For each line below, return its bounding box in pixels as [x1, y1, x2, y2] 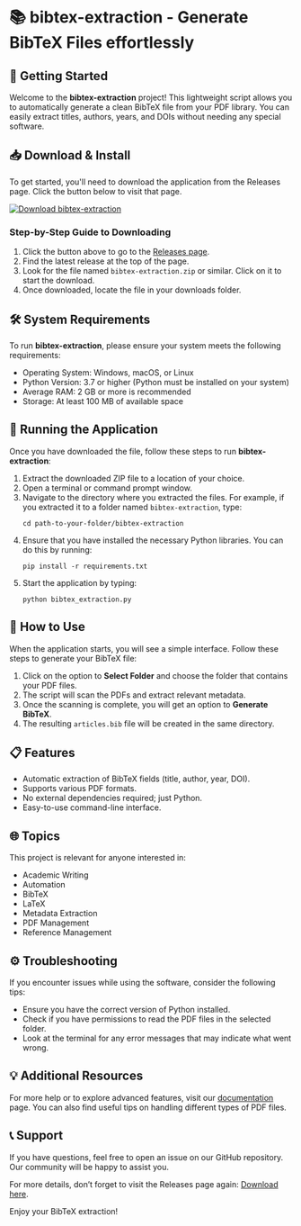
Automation [22, 879, 66, 890]
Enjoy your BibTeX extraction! [9, 1205, 119, 1216]
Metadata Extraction [22, 908, 98, 919]
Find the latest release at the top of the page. [22, 256, 190, 266]
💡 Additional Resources [9, 1068, 144, 1084]
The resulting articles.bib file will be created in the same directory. [22, 717, 275, 729]
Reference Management [22, 927, 112, 938]
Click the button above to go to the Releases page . [22, 247, 210, 257]
